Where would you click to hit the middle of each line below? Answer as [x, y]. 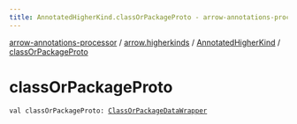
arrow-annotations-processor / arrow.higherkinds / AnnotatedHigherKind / [145, 42]
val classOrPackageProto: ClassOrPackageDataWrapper [108, 111]
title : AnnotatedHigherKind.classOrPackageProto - [104, 17]
